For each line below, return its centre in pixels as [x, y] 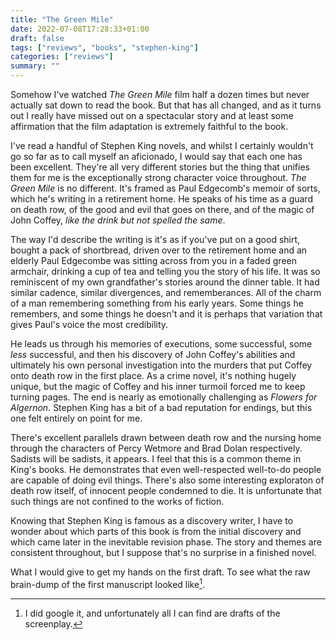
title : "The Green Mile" [62, 19]
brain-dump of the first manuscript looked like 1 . [107, 583]
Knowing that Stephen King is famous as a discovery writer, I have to [152, 520]
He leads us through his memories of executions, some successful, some [161, 344]
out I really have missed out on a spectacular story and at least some [152, 115]
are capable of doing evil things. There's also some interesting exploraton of [167, 480]
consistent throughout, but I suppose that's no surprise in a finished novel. [163, 552]
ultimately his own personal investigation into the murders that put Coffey [161, 365]
